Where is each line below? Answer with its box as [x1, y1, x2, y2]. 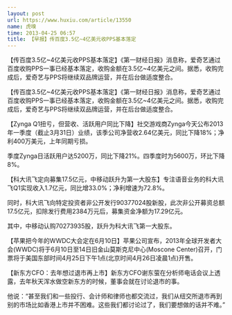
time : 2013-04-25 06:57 [7, 29, 76, 37]
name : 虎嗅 [7, 23, 37, 30]
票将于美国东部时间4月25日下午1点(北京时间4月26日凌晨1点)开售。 [7, 254, 197, 262]
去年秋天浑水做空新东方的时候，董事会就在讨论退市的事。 [19, 278, 184, 286]
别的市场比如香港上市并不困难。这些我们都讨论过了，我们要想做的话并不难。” [7, 300, 226, 309]
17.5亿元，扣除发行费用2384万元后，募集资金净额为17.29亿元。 [7, 207, 187, 215]
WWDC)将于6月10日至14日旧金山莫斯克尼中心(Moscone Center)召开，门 [15, 245, 223, 253]
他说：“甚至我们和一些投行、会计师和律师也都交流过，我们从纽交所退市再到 [7, 292, 223, 300]
